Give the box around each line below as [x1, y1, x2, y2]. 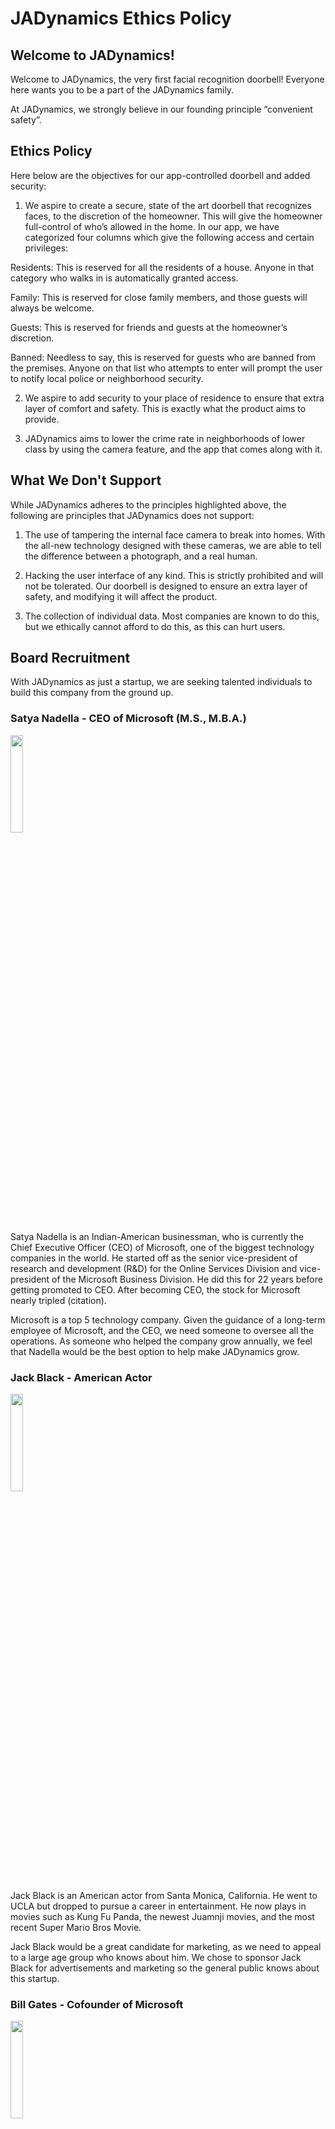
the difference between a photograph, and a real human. [24, 550, 258, 562]
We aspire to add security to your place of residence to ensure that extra [24, 392, 325, 404]
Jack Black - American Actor [10, 1370, 153, 1384]
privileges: [24, 242, 69, 254]
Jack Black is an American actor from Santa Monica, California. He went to [10, 1890, 318, 1902]
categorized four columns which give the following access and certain [24, 231, 315, 243]
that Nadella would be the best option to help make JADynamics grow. [10, 1345, 300, 1357]
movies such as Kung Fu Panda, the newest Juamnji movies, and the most [10, 1911, 315, 1923]
